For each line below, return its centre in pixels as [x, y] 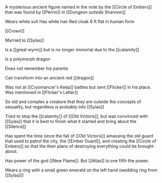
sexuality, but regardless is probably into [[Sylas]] [55, 107]
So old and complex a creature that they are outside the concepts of [73, 102]
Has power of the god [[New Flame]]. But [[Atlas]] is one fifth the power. [77, 161]
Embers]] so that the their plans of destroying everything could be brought [79, 146]
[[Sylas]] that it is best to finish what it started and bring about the [71, 121]
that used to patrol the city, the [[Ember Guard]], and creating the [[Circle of [81, 141]
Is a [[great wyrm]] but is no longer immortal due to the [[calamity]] [72, 50]
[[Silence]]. [16, 126]
